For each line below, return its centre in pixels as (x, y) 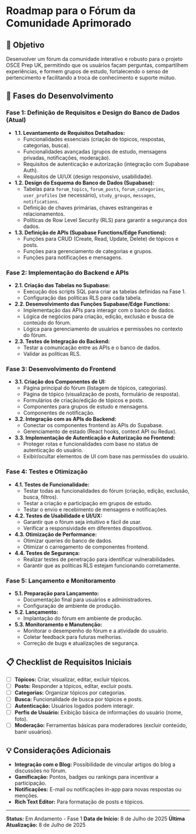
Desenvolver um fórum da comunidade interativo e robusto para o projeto (94, 59)
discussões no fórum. (41, 770)
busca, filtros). (41, 497)
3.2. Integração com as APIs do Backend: (65, 419)
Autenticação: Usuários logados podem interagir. (74, 706)
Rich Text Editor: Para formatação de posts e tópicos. (79, 802)
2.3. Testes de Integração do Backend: (62, 341)
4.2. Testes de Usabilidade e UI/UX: (58, 515)
